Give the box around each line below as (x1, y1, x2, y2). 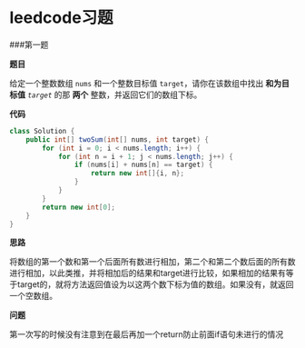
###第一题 (9, 39, 49, 50)
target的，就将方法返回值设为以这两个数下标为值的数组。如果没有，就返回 (16, 279, 294, 290)
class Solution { (9, 126, 75, 135)
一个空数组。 (9, 291, 57, 302)
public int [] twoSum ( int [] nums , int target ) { (25, 134, 209, 144)
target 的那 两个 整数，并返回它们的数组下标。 (26, 89, 202, 100)
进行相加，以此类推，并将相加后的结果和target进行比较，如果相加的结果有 (9, 268, 286, 279)
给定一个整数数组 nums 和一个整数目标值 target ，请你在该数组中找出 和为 (9, 77, 282, 88)
